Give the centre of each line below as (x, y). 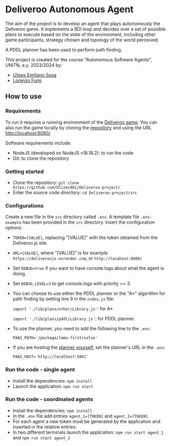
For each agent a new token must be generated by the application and (87, 421)
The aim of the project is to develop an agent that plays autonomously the (83, 24)
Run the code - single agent (40, 370)
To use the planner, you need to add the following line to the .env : (81, 328)
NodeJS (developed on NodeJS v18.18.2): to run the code (73, 153)
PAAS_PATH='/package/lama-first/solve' (55, 338)
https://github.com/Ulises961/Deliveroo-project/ (67, 187)
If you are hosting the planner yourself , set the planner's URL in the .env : (89, 347)
